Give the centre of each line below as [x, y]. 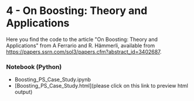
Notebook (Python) [34, 67]
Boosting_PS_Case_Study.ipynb [52, 79]
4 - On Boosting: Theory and [77, 11]
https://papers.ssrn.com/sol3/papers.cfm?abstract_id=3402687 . [84, 51]
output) [23, 92]
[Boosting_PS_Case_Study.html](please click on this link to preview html [101, 86]
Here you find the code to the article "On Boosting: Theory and [82, 39]
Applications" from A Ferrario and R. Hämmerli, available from [81, 46]
